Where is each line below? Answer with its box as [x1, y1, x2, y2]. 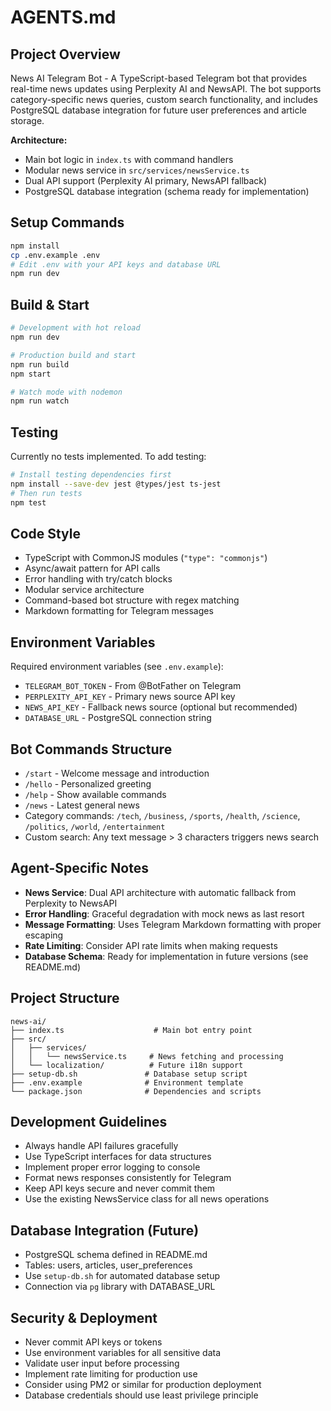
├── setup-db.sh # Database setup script [10, 1069, 248, 1079]
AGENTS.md [10, 6, 117, 29]
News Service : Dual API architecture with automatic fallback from [24, 886, 297, 898]
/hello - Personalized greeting [24, 778, 152, 790]
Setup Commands [10, 214, 125, 231]
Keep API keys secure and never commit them [24, 1182, 216, 1195]
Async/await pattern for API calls [24, 562, 161, 575]
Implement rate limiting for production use [24, 1368, 198, 1380]
